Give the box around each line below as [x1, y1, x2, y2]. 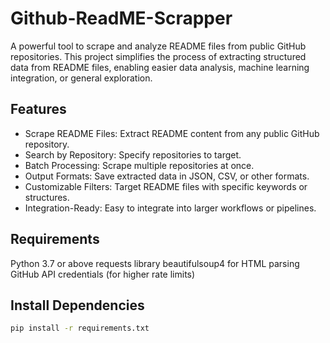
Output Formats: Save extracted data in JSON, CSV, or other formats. [24, 170, 310, 182]
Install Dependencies [10, 297, 145, 314]
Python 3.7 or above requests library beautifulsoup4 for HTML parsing [10, 257, 300, 269]
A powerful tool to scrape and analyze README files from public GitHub [10, 40, 307, 52]
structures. [24, 191, 70, 203]
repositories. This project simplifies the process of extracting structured [10, 50, 307, 62]
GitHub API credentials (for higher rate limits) [10, 268, 196, 280]
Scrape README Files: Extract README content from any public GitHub [24, 127, 320, 139]
